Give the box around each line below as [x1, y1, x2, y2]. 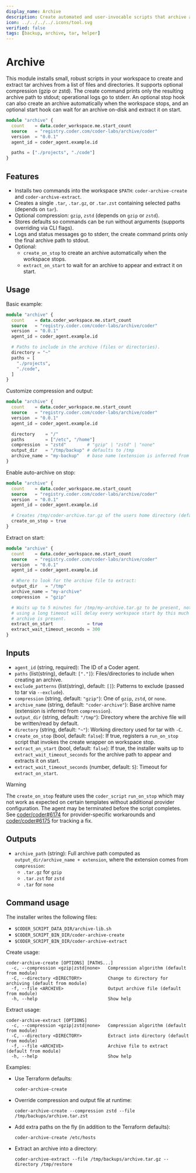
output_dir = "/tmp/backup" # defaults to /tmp [11, 448, 134, 453]
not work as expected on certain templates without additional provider [6, 798, 175, 806]
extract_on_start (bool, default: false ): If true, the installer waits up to [14, 745, 184, 752]
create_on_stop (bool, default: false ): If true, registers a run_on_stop [14, 732, 179, 739]
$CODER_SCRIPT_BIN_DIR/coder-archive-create [14, 932, 125, 938]
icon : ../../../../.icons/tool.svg [6, 19, 93, 25]
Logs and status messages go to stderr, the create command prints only [14, 231, 188, 237]
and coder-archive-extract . [14, 193, 82, 200]
